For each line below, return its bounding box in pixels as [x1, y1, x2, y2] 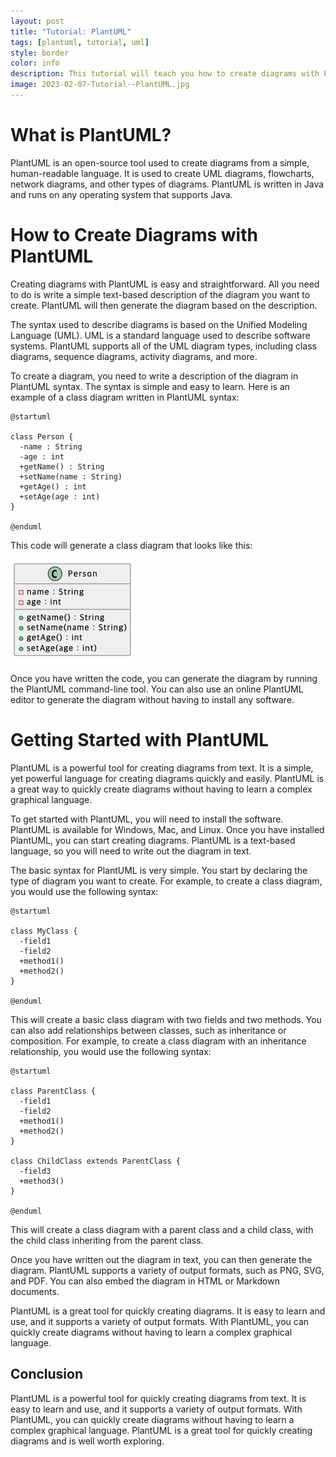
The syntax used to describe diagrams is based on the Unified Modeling [10, 318, 308, 330]
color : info [10, 58, 60, 69]
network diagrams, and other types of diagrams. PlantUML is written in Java [10, 178, 325, 190]
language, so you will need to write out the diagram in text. [10, 845, 252, 857]
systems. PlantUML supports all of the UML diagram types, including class [10, 340, 317, 352]
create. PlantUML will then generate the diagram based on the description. [10, 299, 318, 311]
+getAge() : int [19, 481, 87, 492]
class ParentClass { [10, 1086, 97, 1096]
